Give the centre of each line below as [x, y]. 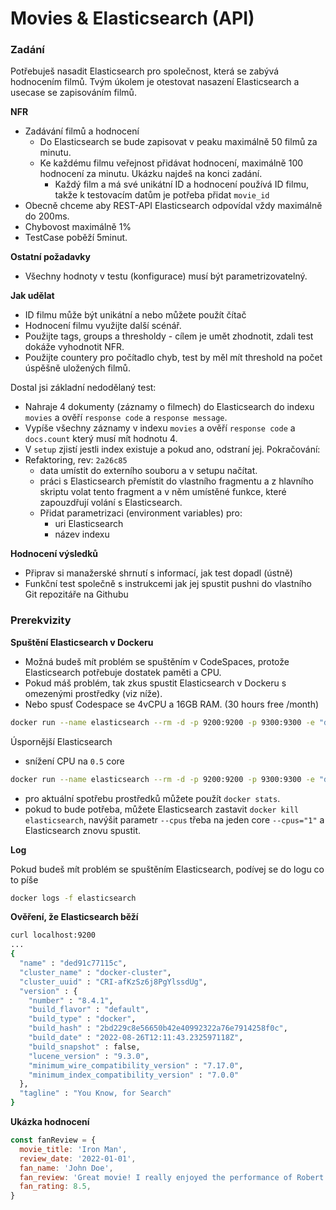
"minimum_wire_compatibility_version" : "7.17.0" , [136, 1065]
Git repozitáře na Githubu [76, 594]
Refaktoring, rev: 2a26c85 [76, 460]
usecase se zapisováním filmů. [73, 93]
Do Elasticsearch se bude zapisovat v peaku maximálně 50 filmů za [178, 142]
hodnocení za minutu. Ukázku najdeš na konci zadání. [151, 174]
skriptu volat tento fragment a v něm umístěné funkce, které [163, 492]
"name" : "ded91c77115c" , [73, 963]
